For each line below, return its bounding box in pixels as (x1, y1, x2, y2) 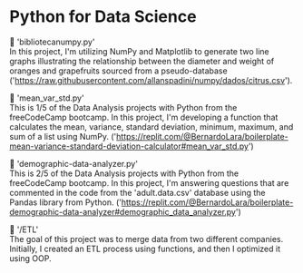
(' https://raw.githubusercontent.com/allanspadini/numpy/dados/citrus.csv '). (9, 74, 293, 85)
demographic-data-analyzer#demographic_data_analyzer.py (9, 206, 236, 217)
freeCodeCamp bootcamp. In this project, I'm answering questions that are (9, 177, 289, 188)
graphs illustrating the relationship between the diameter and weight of (9, 55, 275, 66)
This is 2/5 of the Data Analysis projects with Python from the (9, 168, 239, 179)
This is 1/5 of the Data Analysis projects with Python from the (9, 102, 238, 112)
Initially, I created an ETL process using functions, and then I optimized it (9, 243, 281, 254)
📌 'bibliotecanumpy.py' (9, 36, 95, 47)
